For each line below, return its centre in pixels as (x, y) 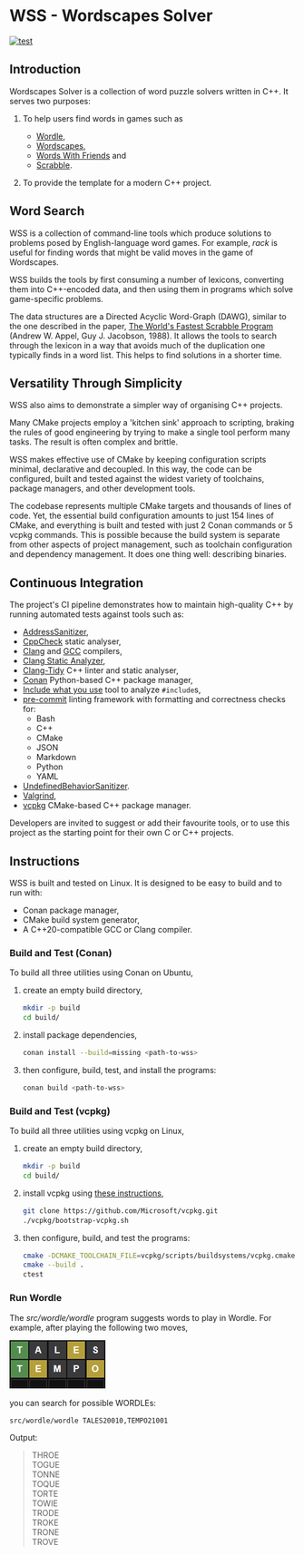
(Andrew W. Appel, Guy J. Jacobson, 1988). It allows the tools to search (143, 336)
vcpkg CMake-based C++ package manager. (107, 806)
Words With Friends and (81, 155)
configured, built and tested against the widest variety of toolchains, (137, 479)
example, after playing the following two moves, (99, 1327)
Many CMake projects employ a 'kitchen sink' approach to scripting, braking (152, 423)
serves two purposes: (50, 101)
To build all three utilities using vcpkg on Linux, (97, 1131)
